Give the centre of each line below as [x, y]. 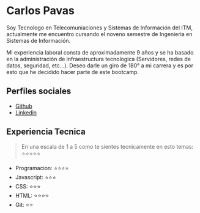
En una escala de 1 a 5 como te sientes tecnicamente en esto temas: [107, 146]
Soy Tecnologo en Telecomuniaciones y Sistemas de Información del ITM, [100, 28]
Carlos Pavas [40, 11]
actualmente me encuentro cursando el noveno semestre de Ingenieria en [99, 34]
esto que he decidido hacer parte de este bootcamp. [73, 72]
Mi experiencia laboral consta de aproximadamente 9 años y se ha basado [100, 52]
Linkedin [26, 112]
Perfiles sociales [39, 92]
